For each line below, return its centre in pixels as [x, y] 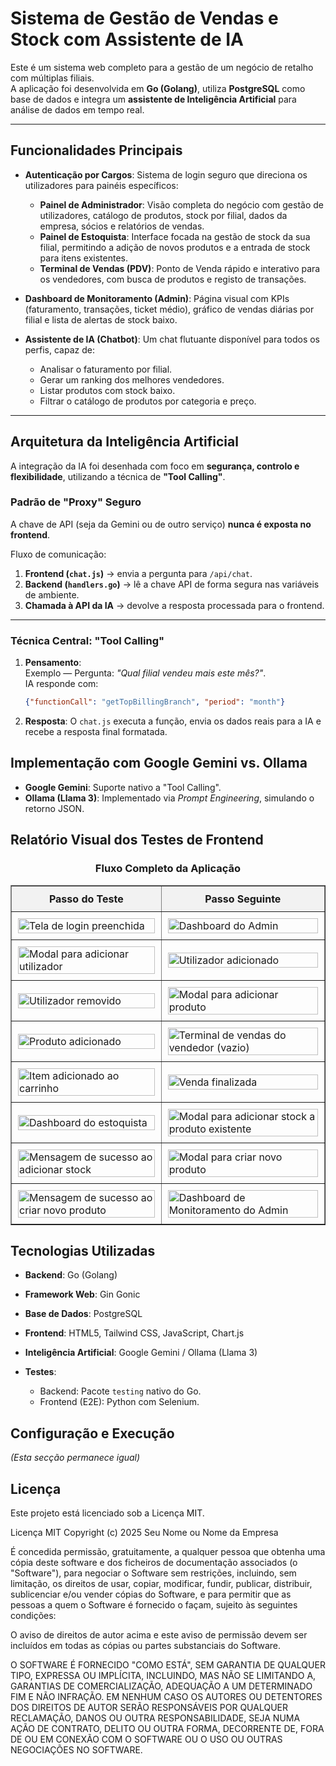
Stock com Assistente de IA [127, 39]
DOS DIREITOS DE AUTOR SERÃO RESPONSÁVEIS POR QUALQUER [149, 1707]
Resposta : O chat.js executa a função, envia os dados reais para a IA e [173, 721]
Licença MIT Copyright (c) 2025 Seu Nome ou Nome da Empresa [144, 1532]
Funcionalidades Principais [96, 150]
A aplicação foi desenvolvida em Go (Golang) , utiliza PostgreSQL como [158, 88]
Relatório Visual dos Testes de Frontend [137, 840]
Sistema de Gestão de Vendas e [144, 18]
